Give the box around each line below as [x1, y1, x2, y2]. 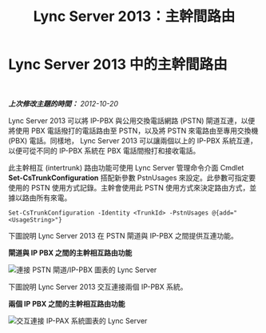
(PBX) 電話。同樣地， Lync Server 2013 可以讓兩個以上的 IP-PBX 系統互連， [8, 135, 258, 145]
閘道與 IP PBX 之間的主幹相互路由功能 [8, 247, 133, 257]
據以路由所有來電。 [8, 193, 72, 203]
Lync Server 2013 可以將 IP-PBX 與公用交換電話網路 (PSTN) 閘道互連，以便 [8, 115, 256, 125]
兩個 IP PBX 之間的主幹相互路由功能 [8, 299, 125, 308]
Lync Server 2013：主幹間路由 [33, 7, 236, 26]
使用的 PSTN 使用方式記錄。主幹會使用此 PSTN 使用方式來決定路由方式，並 [8, 183, 257, 192]
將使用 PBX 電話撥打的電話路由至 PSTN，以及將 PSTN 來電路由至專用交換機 [8, 126, 259, 135]
